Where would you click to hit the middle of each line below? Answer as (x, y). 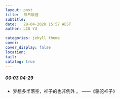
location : (16, 52)
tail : (11, 57)
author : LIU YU (21, 29)
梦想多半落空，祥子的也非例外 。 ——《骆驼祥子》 (65, 91)
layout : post (19, 10)
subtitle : (16, 19)
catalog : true (20, 61)
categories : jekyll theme (32, 38)
